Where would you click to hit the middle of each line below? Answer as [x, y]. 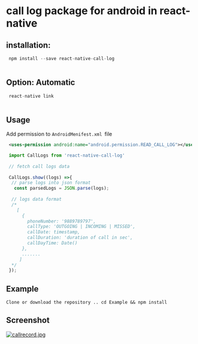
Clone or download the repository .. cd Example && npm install [87, 302]
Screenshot [28, 320]
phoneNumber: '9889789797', [62, 221]
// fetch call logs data [39, 166]
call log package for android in [82, 11]
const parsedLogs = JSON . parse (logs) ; [62, 188]
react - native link [31, 96]
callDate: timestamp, [54, 232]
